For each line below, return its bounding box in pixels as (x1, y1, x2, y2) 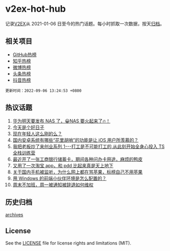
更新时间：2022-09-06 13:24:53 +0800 (5, 88, 82, 93)
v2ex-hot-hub (5, 3, 66, 15)
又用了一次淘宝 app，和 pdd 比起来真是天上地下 (12, 162, 114, 168)
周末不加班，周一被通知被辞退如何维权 (12, 182, 93, 188)
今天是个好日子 (12, 124, 44, 130)
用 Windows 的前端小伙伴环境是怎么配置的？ (12, 175, 107, 181)
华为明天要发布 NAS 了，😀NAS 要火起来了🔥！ (12, 118, 111, 124)
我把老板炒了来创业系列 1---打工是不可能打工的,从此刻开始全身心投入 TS (12, 143, 165, 149)
